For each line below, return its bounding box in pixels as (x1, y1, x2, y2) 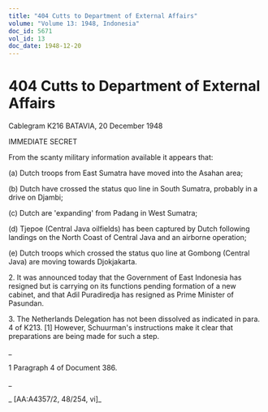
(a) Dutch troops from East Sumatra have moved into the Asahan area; (8, 168, 244, 178)
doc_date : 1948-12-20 (8, 42, 82, 50)
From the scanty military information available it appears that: (8, 152, 214, 162)
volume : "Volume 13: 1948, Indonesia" (8, 19, 140, 28)
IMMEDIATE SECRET (8, 137, 78, 147)
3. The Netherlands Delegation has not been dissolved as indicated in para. (8, 314, 261, 324)
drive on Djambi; (8, 192, 63, 203)
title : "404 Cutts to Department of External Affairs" (8, 11, 198, 20)
